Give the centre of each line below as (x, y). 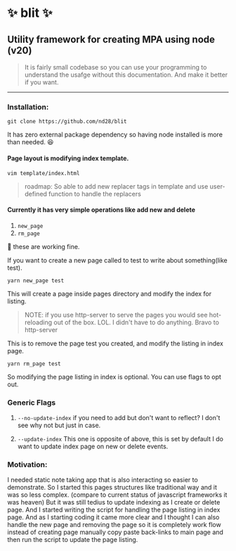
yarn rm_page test (34, 364)
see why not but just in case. (59, 425)
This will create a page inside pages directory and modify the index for (110, 293)
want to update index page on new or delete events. (93, 446)
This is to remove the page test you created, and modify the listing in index (115, 343)
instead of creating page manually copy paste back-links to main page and (115, 532)
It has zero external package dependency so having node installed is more (115, 134)
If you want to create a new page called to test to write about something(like (118, 260)
